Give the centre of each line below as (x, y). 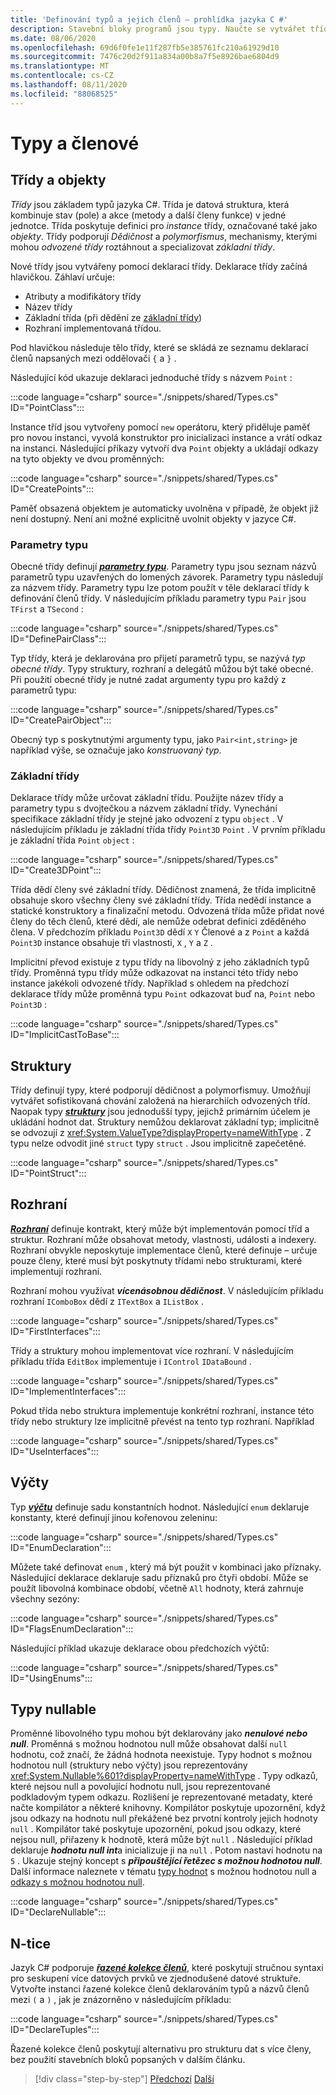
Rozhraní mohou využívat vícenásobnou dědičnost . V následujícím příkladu (167, 1290)
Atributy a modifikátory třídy (83, 296)
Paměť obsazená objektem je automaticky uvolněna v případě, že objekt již (164, 508)
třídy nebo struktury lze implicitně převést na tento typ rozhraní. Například (162, 1421)
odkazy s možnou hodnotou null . (77, 1882)
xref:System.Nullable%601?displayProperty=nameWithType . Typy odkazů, (164, 1776)
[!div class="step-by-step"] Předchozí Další (124, 2079)
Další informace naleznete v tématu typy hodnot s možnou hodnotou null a (163, 1872)
